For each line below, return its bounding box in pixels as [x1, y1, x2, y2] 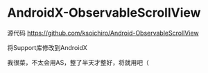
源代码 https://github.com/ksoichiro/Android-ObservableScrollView [7, 29, 199, 37]
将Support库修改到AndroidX [7, 43, 88, 51]
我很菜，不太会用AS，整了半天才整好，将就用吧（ [7, 58, 149, 67]
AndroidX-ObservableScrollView [7, 5, 201, 21]
